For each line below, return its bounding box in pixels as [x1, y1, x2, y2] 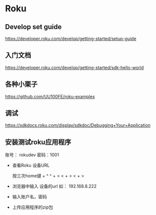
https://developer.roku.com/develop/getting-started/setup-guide [5, 36, 137, 41]
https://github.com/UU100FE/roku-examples [5, 93, 95, 99]
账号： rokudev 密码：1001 [5, 152, 59, 158]
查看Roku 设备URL [12, 162, 50, 168]
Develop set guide [5, 23, 62, 31]
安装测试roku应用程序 [5, 138, 71, 146]
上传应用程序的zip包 [12, 204, 53, 210]
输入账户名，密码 [12, 194, 47, 200]
